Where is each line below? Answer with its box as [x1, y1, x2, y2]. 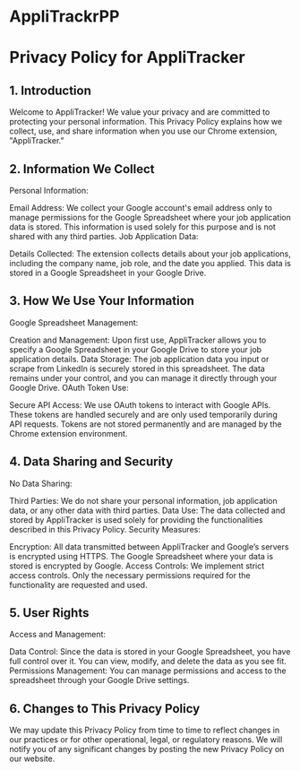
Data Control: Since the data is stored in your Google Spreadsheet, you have [9, 646, 291, 657]
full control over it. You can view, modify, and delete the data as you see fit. [9, 656, 287, 667]
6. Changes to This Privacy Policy [9, 701, 201, 716]
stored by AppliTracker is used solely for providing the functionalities [9, 514, 264, 525]
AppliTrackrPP [9, 6, 120, 27]
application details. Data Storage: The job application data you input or [9, 353, 270, 364]
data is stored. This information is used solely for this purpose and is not [9, 221, 276, 232]
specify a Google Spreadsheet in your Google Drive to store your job [9, 343, 262, 355]
